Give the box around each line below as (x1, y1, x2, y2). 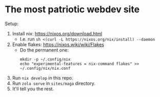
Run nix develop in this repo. (12, 74, 74, 81)
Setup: (5, 21, 19, 27)
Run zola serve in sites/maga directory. (12, 80, 96, 86)
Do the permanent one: (19, 47, 69, 53)
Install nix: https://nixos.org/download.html (12, 30, 103, 36)
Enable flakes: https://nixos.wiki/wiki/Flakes (12, 41, 104, 47)
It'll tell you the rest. (12, 86, 54, 92)
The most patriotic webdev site (5, 4, 140, 15)
